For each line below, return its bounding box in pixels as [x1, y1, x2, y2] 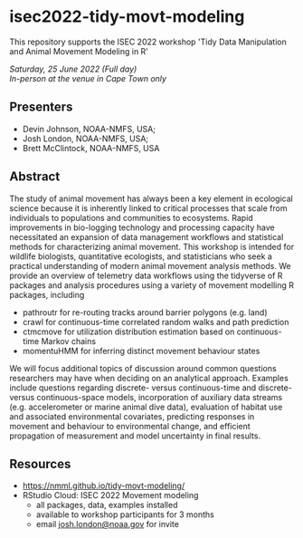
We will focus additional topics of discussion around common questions [9, 362, 278, 373]
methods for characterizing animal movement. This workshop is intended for [9, 241, 295, 252]
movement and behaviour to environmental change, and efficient [9, 420, 251, 431]
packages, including [9, 289, 85, 300]
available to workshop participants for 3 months [35, 509, 214, 520]
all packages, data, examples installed [35, 500, 178, 511]
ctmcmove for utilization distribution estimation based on [22, 326, 235, 337]
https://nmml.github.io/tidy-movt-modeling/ [22, 480, 185, 491]
